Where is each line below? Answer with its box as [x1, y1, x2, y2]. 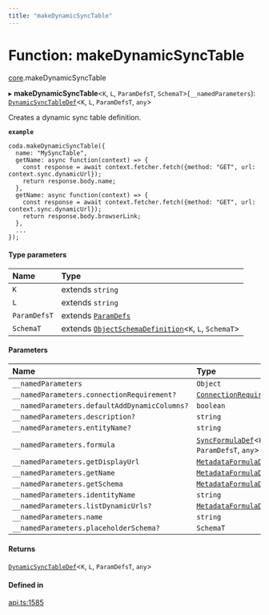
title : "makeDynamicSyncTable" [8, 11, 113, 20]
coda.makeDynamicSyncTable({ [8, 142, 106, 150]
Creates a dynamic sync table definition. [8, 112, 142, 122]
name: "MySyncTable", [15, 149, 88, 157]
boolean [195, 401, 226, 410]
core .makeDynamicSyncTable [8, 73, 106, 83]
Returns [8, 544, 36, 553]
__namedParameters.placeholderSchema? [12, 523, 160, 532]
